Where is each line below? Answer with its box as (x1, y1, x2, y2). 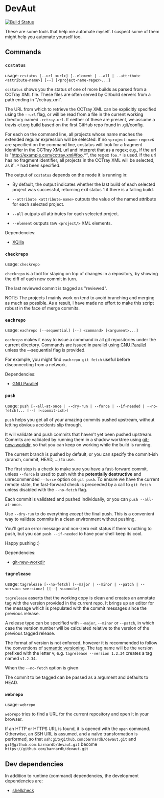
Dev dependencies (5, 760, 64, 768)
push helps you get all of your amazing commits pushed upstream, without (5, 417, 155, 422)
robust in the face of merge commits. (5, 305, 80, 311)
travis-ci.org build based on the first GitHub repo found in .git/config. (5, 122, 144, 128)
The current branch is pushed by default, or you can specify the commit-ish (5, 451, 158, 457)
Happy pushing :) (5, 540, 40, 546)
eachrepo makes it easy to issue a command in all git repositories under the (5, 337, 156, 343)
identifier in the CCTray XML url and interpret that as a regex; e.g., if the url (5, 147, 157, 153)
